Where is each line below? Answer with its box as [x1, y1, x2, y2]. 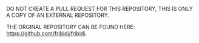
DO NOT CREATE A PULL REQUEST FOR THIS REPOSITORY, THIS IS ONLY [6, 5, 193, 12]
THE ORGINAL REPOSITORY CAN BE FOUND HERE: [6, 24, 135, 30]
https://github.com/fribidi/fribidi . [6, 30, 87, 37]
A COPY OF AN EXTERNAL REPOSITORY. [6, 12, 109, 19]
